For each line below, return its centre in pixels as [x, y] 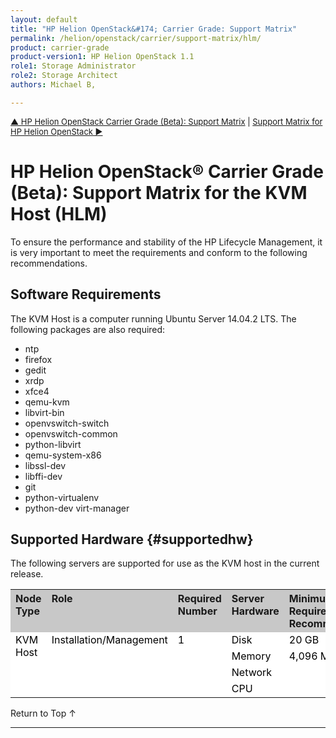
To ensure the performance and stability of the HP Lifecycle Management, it [166, 242]
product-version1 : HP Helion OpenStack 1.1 [102, 57]
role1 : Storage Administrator [73, 66]
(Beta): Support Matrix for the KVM [159, 192]
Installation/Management [109, 640]
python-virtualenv [62, 497]
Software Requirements [86, 294]
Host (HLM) [59, 213]
